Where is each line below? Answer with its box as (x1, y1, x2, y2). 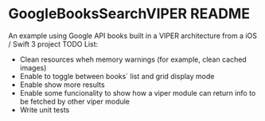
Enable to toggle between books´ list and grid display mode (19, 71, 215, 81)
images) (19, 62, 47, 72)
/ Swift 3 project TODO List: (8, 39, 99, 48)
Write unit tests (19, 104, 70, 115)
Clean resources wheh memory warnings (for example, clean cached (19, 55, 247, 64)
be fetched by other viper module (19, 96, 130, 106)
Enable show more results (19, 80, 105, 89)
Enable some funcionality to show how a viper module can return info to (19, 88, 256, 97)
